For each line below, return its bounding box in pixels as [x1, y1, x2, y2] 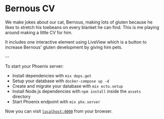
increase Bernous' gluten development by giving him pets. [5, 44, 123, 50]
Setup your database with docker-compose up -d [12, 78, 109, 84]
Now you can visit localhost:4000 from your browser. [5, 108, 113, 114]
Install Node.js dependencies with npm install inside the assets [12, 88, 141, 94]
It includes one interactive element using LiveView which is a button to [5, 39, 147, 45]
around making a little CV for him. [5, 29, 72, 35]
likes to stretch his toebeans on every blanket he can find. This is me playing [5, 24, 160, 30]
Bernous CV [5, 3, 55, 14]
